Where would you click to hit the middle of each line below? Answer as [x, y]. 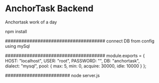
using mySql [18, 46]
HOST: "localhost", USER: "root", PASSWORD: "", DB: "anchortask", [72, 61]
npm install [16, 31]
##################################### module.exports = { [75, 55]
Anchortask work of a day [31, 22]
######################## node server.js [52, 75]
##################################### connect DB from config [80, 41]
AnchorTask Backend [49, 9]
